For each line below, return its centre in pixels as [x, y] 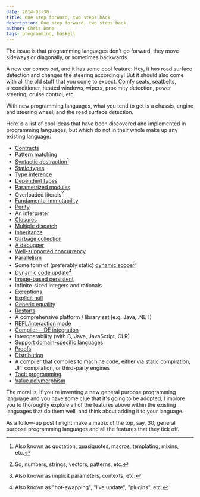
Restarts [25, 311]
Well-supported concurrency [50, 251]
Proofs [23, 349]
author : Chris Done [30, 28]
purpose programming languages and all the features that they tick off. [93, 429]
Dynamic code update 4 [43, 272]
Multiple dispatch [36, 226]
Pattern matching [36, 154]
